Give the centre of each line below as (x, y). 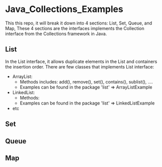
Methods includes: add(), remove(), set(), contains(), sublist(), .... (86, 81)
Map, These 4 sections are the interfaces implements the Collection (75, 28)
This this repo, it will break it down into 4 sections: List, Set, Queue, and (79, 23)
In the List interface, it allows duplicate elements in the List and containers (81, 61)
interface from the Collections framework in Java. (56, 33)
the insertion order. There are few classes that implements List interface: (80, 66)
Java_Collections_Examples (64, 9)
